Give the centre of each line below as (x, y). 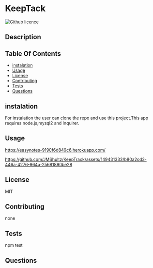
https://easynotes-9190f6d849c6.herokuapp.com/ (55, 150)
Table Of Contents (33, 54)
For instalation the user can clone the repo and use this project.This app (77, 118)
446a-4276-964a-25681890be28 (39, 164)
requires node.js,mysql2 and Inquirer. (42, 123)
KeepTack (25, 8)
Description (23, 37)
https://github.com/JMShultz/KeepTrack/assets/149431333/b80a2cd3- (76, 159)
